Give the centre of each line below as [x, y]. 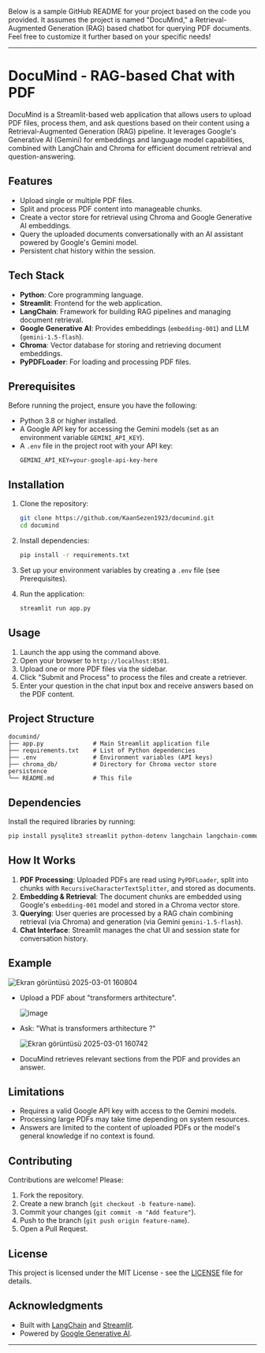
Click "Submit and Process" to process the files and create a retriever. [133, 677]
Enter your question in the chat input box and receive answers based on [136, 686]
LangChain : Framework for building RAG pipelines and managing [125, 311]
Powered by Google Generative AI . [76, 1333]
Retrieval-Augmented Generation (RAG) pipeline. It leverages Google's [122, 131]
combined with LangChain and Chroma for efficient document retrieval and [130, 148]
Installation [36, 485]
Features [30, 181]
